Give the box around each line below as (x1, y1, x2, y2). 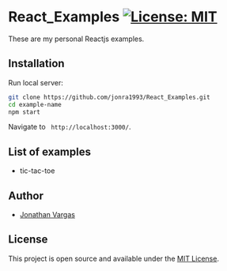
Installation (8, 57, 65, 70)
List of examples (8, 145, 91, 158)
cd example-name (8, 100, 62, 108)
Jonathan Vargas (19, 210, 75, 219)
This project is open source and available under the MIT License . (8, 254, 220, 263)
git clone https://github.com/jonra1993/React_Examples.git (8, 93, 211, 101)
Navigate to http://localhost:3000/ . (8, 122, 131, 132)
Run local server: (8, 77, 63, 87)
